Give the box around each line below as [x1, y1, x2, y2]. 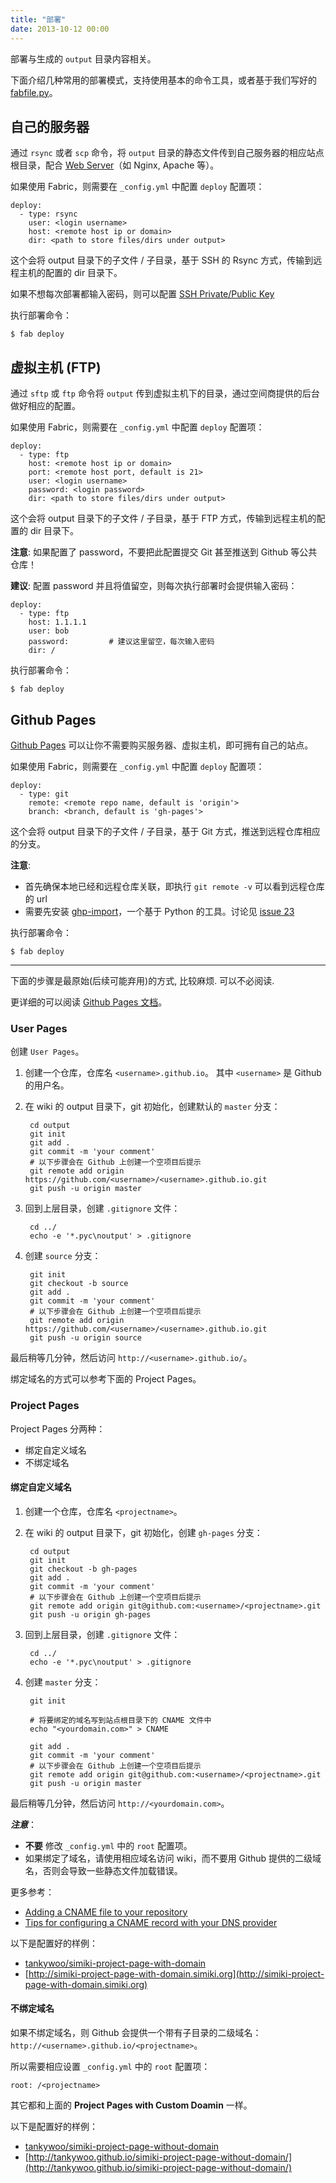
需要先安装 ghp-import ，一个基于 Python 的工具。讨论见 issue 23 [24, 905, 295, 917]
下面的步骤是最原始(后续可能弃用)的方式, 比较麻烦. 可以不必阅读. [10, 974, 275, 986]
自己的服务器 [10, 118, 90, 135]
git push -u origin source [29, 1333, 142, 1343]
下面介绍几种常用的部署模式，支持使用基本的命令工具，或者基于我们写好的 [10, 74, 317, 86]
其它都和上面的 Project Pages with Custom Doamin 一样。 [10, 2099, 253, 2111]
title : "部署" [10, 14, 67, 25]
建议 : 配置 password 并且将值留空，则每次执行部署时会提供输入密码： [10, 580, 298, 592]
